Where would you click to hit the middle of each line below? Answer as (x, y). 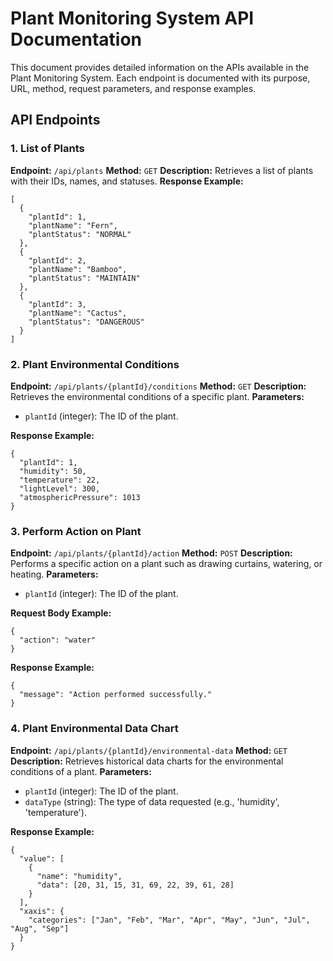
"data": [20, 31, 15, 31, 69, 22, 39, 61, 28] (135, 885)
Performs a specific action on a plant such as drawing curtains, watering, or (166, 564)
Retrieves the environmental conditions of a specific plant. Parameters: (157, 396)
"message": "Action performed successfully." (116, 695)
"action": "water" (58, 640)
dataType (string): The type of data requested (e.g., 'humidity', (152, 801)
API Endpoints (55, 120)
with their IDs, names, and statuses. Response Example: (127, 181)
